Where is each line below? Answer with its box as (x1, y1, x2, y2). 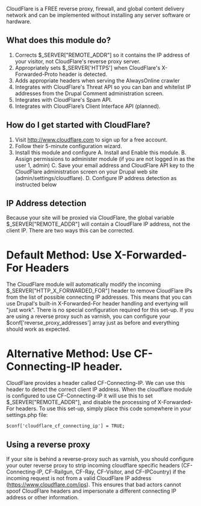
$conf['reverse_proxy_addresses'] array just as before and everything (6, 319, 179, 326)
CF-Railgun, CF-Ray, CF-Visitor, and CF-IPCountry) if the (45, 468, 186, 475)
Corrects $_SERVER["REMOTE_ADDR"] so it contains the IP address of (14, 51, 190, 58)
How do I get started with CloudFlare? (6, 120, 150, 130)
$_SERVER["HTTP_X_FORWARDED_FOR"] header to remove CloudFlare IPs (6, 287, 193, 295)
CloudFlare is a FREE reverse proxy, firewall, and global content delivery (6, 5, 185, 12)
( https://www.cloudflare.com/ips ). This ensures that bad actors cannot (6, 481, 182, 489)
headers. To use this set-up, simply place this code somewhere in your (16, 405, 191, 412)
